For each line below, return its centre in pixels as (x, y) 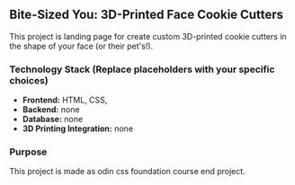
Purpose (28, 152)
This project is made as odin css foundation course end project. (127, 172)
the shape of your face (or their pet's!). (81, 46)
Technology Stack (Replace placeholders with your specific (142, 69)
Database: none (53, 119)
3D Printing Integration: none (77, 128)
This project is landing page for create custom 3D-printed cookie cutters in (148, 36)
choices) (29, 80)
